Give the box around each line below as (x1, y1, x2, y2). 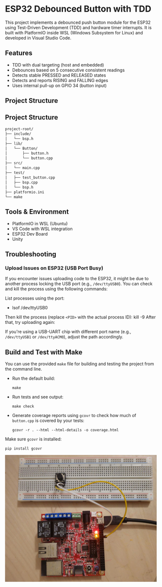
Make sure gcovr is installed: (5, 436, 62, 442)
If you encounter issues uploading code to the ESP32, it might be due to (5, 276, 149, 282)
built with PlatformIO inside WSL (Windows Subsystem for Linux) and (5, 30, 143, 35)
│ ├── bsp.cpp (5, 180, 38, 185)
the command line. (5, 366, 42, 372)
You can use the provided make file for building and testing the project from (5, 361, 154, 367)
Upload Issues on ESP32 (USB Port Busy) (5, 265, 103, 271)
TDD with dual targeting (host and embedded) (12, 62, 104, 67)
